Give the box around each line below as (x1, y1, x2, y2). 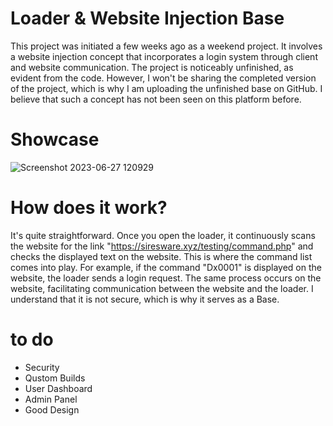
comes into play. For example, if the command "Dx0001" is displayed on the (10, 261, 322, 273)
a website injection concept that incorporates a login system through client (10, 50, 318, 62)
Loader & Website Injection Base (10, 7, 285, 30)
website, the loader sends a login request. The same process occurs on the (10, 272, 322, 284)
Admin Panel (24, 393, 78, 405)
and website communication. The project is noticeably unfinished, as (10, 61, 294, 73)
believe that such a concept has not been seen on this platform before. (10, 93, 302, 105)
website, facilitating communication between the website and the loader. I (10, 282, 314, 294)
